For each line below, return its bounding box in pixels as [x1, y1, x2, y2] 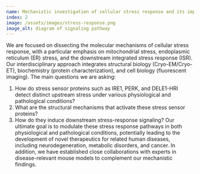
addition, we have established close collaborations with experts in [14, 148, 177, 156]
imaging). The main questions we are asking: [6, 73, 116, 80]
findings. [14, 161, 37, 168]
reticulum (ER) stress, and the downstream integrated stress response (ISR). [6, 54, 193, 61]
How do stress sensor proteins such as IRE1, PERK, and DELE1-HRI [14, 85, 179, 92]
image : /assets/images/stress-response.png [6, 20, 116, 26]
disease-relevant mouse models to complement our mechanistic [14, 154, 173, 161]
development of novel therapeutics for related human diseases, [14, 135, 171, 143]
